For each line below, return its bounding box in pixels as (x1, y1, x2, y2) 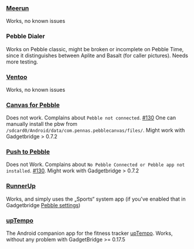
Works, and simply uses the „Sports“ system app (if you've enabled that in (6, 195, 186, 202)
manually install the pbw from (6, 121, 78, 128)
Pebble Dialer (6, 32, 45, 41)
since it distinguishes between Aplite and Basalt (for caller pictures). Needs (6, 52, 188, 59)
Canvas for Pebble (6, 101, 60, 109)
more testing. (6, 58, 38, 65)
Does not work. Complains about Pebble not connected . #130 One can (6, 114, 176, 121)
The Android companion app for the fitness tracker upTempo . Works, (6, 230, 173, 237)
